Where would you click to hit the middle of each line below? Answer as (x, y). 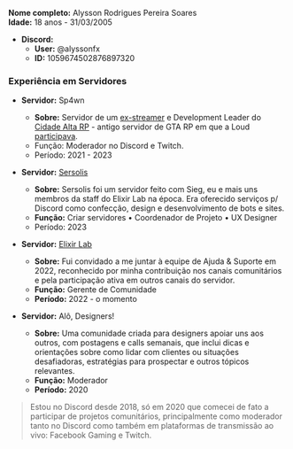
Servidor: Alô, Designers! (68, 316)
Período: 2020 (61, 390)
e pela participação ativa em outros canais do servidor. (135, 280)
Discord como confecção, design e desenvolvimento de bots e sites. (159, 208)
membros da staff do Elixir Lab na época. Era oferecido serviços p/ (156, 199)
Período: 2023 (61, 227)
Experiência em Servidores (68, 81)
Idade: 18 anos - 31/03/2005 (60, 22)
